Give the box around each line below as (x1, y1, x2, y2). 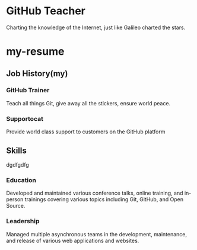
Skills (6, 145, 27, 155)
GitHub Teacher (6, 4, 86, 18)
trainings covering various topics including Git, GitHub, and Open (24, 196, 184, 203)
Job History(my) (6, 68, 68, 79)
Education (6, 176, 37, 184)
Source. (6, 202, 26, 210)
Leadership (6, 217, 40, 226)
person (6, 196, 24, 203)
